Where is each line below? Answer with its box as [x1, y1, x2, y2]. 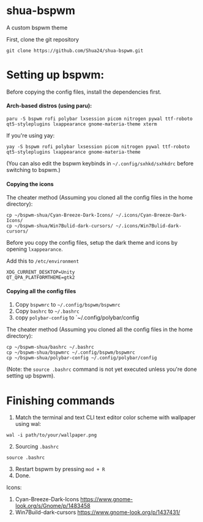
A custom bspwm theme [6, 24, 68, 31]
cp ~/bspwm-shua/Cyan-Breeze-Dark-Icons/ [6, 212, 114, 218]
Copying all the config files [6, 287, 76, 294]
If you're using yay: [6, 132, 55, 140]
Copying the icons [6, 180, 54, 187]
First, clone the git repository [6, 35, 79, 43]
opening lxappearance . [6, 245, 63, 253]
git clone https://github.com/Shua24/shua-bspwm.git [6, 47, 144, 54]
